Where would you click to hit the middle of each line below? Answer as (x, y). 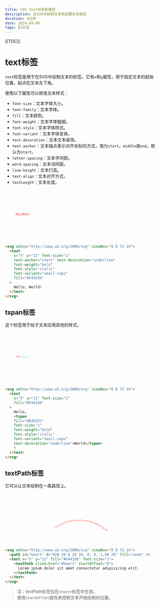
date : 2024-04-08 (22, 23)
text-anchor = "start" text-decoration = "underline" (65, 260)
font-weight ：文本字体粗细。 (41, 122)
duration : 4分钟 (21, 18)
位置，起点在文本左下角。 (30, 83)
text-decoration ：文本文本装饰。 (45, 140)
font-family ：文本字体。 (37, 110)
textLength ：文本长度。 (36, 182)
